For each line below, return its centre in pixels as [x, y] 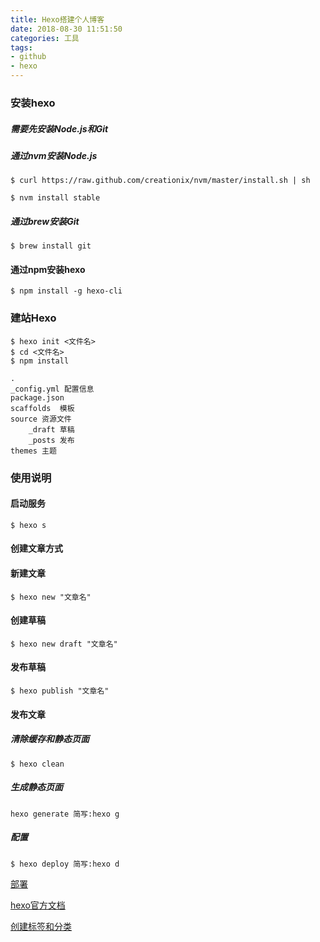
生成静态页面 [36, 787]
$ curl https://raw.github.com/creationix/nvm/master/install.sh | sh [160, 181]
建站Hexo [33, 318]
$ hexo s [28, 525]
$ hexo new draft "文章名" [64, 644]
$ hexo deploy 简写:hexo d [65, 864]
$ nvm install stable [55, 198]
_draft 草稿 [51, 429]
